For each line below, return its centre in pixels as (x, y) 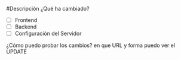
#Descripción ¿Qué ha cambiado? (48, 9)
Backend (26, 27)
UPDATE (16, 52)
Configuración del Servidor (48, 34)
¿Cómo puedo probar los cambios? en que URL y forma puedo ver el (90, 45)
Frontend (26, 20)
